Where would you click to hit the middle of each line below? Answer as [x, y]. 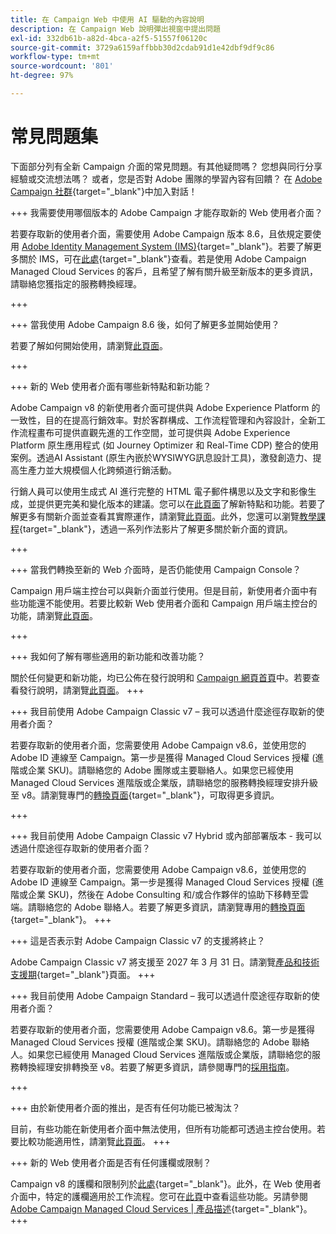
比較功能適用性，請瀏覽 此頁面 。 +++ [94, 1141]
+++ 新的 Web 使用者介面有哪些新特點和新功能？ [111, 386]
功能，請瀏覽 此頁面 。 [54, 615]
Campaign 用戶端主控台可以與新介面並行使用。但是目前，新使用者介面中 [160, 590]
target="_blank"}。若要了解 [256, 246]
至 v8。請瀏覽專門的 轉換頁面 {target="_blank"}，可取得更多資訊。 [145, 795]
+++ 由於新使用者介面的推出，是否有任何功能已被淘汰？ [125, 1107]
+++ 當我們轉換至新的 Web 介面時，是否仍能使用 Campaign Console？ [156, 569]
